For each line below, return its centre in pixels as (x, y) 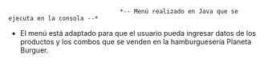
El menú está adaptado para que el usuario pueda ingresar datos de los (138, 33)
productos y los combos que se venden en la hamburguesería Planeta (136, 41)
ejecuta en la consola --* (53, 18)
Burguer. (34, 50)
